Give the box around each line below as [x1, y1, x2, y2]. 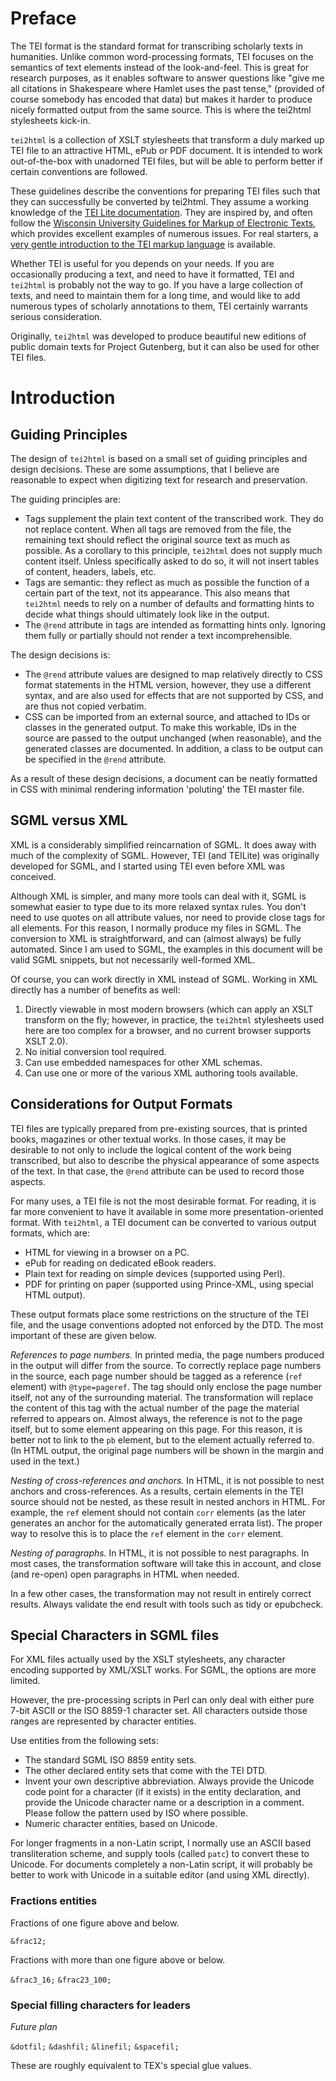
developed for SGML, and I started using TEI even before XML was [10, 860, 286, 872]
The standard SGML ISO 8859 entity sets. [24, 1754, 197, 1766]
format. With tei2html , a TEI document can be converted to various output [10, 1216, 317, 1228]
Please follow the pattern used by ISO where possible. [24, 1807, 248, 1819]
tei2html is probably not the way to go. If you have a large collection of [10, 278, 304, 291]
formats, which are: [10, 1227, 91, 1239]
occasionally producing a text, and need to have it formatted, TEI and [10, 268, 295, 280]
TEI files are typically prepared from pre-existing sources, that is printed [10, 1122, 308, 1134]
